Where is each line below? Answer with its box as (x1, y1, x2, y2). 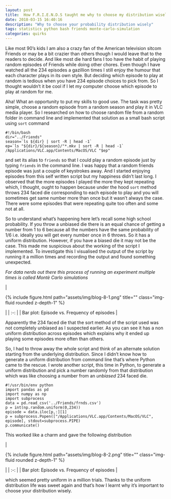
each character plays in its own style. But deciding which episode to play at (5, 73, 163, 78)
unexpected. (5, 259, 32, 265)
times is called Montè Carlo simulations (5, 274, 88, 280)
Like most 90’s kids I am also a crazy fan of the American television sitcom (5, 45, 161, 51)
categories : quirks (5, 31, 47, 36)
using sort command (5, 121, 50, 126)
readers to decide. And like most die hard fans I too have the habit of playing (5, 56, 165, 62)
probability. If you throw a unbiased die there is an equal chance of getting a (5, 221, 165, 227)
